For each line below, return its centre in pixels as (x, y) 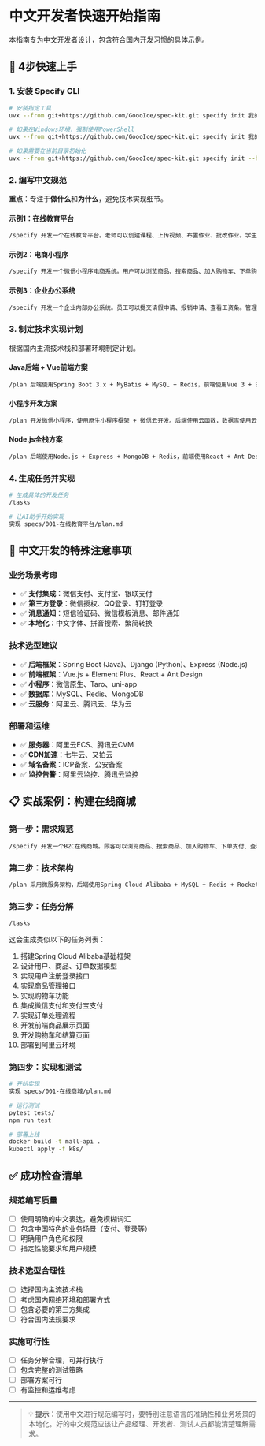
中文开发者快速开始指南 (85, 16)
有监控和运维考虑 (48, 1390)
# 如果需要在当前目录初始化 (48, 151)
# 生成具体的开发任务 (39, 495)
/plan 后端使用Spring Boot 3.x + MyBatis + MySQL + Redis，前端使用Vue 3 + (131, 384)
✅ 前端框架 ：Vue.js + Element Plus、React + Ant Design (111, 674)
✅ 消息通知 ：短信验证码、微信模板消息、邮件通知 (100, 613)
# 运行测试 (24, 1105)
